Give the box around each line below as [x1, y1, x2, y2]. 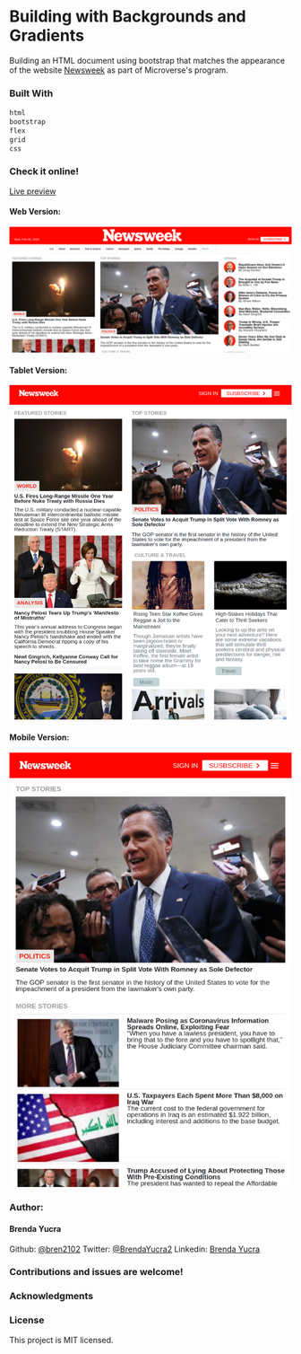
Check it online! [9, 165, 79, 178]
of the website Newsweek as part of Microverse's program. [9, 65, 228, 75]
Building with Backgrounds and [9, 6, 246, 27]
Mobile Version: [9, 732, 70, 743]
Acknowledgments [9, 1290, 94, 1303]
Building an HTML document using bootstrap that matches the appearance [9, 55, 285, 66]
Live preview [9, 186, 56, 197]
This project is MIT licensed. [9, 1334, 114, 1345]
